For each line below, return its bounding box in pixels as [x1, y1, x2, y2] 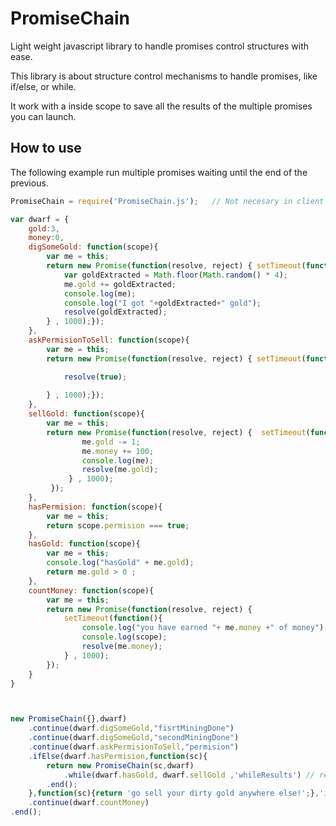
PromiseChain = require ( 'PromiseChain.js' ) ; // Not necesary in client [10, 196, 325, 206]
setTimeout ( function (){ [63, 613, 163, 624]
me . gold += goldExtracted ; [63, 279, 177, 289]
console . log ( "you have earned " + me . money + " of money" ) [81, 623, 325, 633]
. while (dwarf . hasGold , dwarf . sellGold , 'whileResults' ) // [63, 770, 315, 780]
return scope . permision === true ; [46, 520, 190, 531]
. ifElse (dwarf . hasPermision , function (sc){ [28, 751, 208, 761]
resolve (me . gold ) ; [81, 465, 159, 475]
